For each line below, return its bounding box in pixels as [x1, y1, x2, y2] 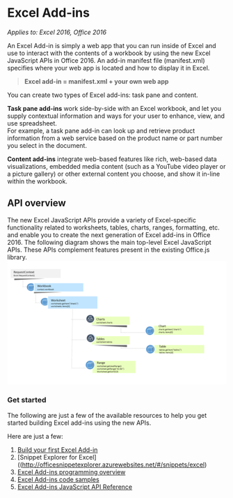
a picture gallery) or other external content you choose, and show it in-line [7, 169, 220, 178]
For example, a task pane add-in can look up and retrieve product [7, 126, 195, 135]
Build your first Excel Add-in [17, 445, 98, 454]
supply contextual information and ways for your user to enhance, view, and [7, 112, 225, 120]
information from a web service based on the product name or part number [7, 134, 223, 142]
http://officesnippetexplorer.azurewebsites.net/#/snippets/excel [22, 460, 205, 469]
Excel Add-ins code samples [17, 475, 99, 483]
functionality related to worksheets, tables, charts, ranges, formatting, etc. [7, 223, 220, 232]
